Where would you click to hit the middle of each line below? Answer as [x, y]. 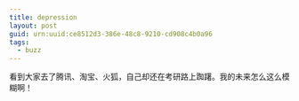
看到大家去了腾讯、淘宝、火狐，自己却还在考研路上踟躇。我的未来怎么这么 [145, 77]
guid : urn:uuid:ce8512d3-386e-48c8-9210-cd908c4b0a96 [111, 34]
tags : [19, 42]
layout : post [33, 26]
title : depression [43, 17]
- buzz [29, 50]
